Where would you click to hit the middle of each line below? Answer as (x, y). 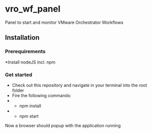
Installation (22, 38)
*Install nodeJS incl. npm (30, 62)
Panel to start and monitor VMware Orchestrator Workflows (64, 22)
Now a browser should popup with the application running (63, 125)
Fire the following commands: (42, 95)
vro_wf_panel (33, 9)
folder (18, 90)
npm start (29, 116)
